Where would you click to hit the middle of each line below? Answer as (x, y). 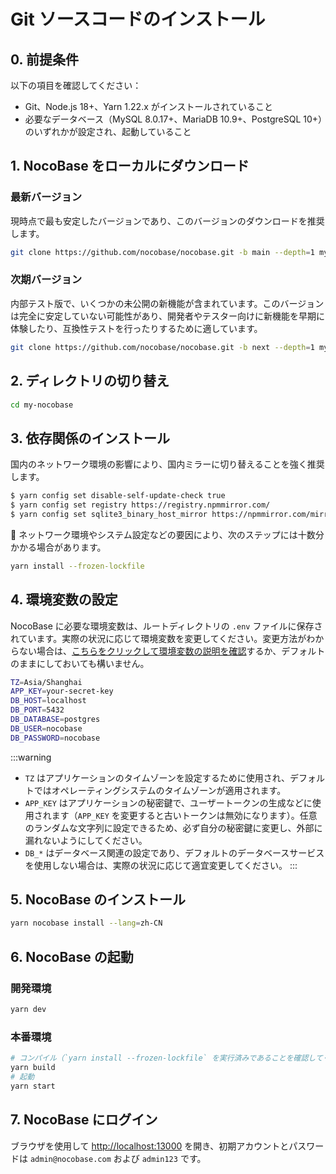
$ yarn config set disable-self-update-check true (118, 496)
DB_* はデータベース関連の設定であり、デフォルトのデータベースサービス (174, 852)
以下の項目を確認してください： (76, 85)
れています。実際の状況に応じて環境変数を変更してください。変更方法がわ (163, 638)
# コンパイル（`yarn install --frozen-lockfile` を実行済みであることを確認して (166, 1058)
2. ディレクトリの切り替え (90, 381)
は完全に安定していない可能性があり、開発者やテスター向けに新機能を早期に (168, 316)
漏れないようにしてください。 (86, 840)
